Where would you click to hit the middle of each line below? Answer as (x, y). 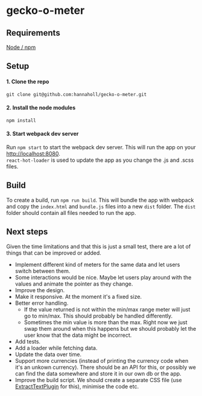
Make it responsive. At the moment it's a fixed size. (78, 296)
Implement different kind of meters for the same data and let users (97, 264)
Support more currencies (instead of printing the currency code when (102, 360)
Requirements (33, 33)
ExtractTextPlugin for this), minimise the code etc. (77, 386)
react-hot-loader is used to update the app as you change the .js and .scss (100, 160)
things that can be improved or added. (54, 253)
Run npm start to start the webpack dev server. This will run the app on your (101, 147)
